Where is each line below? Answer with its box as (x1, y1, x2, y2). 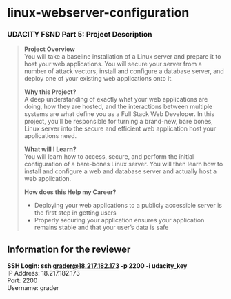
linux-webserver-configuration (7, 5, 190, 21)
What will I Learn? (23, 145, 77, 153)
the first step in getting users (34, 209, 117, 217)
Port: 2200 (7, 276, 38, 284)
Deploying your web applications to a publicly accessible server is (34, 202, 223, 210)
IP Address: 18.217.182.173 (7, 269, 81, 278)
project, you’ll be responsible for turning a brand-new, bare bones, (23, 117, 214, 126)
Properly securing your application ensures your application (34, 216, 205, 224)
